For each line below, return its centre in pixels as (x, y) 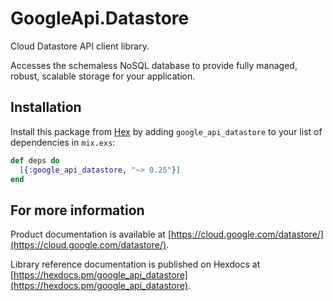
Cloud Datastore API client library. (80, 46)
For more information (77, 210)
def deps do (35, 160)
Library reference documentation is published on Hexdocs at (135, 264)
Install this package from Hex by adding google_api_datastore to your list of (166, 131)
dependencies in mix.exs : (63, 142)
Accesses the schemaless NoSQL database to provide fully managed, (154, 65)
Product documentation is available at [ (91, 234)
